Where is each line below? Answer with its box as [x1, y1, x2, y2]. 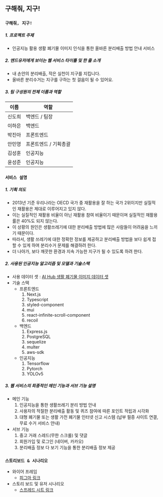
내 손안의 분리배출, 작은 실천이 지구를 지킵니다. [12, 71, 101, 76]
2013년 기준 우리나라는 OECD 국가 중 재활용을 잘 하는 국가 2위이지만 [12, 200, 143, 206]
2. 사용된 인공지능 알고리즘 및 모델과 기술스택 [5, 260, 90, 267]
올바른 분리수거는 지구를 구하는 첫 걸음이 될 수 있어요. [12, 77, 113, 83]
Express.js [26, 328, 48, 335]
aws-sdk [26, 349, 45, 355]
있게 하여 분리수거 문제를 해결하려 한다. [22, 243, 97, 248]
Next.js [26, 291, 41, 297]
